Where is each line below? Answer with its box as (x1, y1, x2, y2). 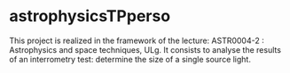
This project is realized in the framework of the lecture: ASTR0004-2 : (9, 35, 264, 46)
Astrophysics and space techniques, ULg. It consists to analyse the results (9, 44, 282, 55)
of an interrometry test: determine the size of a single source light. (9, 54, 251, 64)
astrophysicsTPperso (9, 6, 171, 26)
